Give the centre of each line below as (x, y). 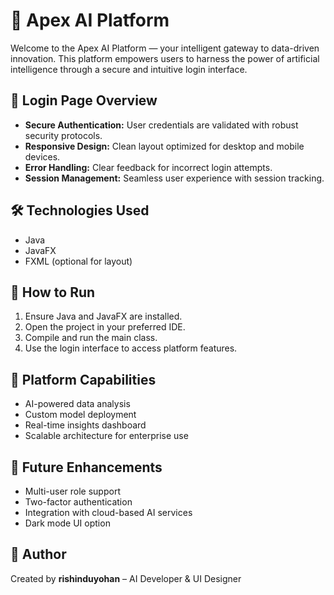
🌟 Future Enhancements (86, 467)
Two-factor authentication (78, 502)
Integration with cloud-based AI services (108, 512)
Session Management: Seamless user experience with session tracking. (174, 178)
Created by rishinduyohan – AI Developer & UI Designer (126, 578)
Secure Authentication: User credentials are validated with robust (161, 125)
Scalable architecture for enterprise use (106, 436)
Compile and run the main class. (91, 338)
